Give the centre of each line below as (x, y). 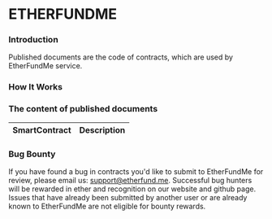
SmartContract (42, 129)
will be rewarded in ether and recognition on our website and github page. (132, 189)
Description (102, 129)
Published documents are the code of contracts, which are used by (121, 57)
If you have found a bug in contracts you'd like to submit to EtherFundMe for (136, 171)
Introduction (33, 40)
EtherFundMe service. (45, 66)
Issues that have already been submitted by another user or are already (128, 197)
